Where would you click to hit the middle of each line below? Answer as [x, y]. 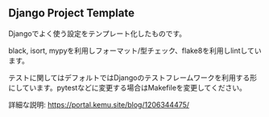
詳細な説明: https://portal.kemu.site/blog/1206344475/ [99, 104]
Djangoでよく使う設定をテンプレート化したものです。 [97, 33]
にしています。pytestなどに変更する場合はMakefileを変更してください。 [128, 87]
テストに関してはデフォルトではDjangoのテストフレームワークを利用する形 [133, 77]
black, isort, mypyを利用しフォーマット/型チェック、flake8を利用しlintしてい [135, 50]
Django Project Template [72, 13]
